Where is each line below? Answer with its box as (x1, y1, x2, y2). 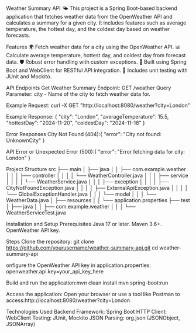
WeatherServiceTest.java (6, 209, 66, 216)
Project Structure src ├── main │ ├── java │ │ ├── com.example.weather (6, 166, 186, 172)
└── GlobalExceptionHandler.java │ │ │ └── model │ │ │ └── (6, 190, 157, 197)
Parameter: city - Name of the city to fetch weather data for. (6, 91, 151, 98)
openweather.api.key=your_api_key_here (6, 268, 104, 275)
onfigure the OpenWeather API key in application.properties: (6, 262, 151, 269)
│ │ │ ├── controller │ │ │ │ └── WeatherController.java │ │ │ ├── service (6, 172, 188, 179)
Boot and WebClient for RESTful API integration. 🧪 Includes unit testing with (6, 67, 188, 74)
